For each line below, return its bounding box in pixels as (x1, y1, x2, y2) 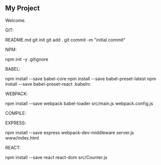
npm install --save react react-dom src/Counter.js (5, 154, 107, 160)
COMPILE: (5, 110, 26, 116)
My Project (5, 4, 40, 13)
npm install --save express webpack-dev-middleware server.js (5, 129, 134, 135)
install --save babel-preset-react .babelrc (5, 81, 91, 87)
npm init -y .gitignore (5, 56, 48, 62)
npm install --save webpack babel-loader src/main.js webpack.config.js (5, 100, 153, 106)
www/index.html (5, 135, 39, 141)
